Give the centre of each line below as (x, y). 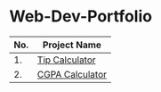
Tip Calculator (66, 60)
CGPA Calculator (72, 74)
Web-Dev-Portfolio (81, 17)
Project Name (72, 45)
